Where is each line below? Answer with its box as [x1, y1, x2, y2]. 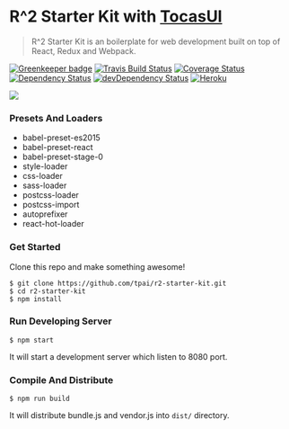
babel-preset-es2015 [22, 132, 101, 143]
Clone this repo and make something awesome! [9, 261, 186, 272]
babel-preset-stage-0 [22, 151, 103, 163]
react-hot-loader [22, 219, 84, 229]
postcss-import [22, 200, 80, 210]
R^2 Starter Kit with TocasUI [9, 6, 223, 27]
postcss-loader [22, 190, 79, 201]
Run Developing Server [9, 315, 112, 327]
